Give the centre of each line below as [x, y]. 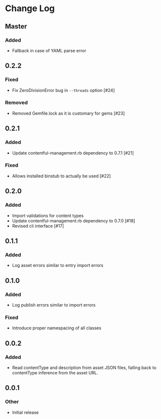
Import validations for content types [48, 216]
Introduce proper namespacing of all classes [57, 328]
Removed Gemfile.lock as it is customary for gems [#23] [68, 113]
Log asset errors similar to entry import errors [57, 265]
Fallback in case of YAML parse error [49, 50]
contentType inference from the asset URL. [55, 372]
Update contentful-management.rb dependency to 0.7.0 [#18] [73, 220]
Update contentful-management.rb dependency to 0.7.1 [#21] [73, 153]
